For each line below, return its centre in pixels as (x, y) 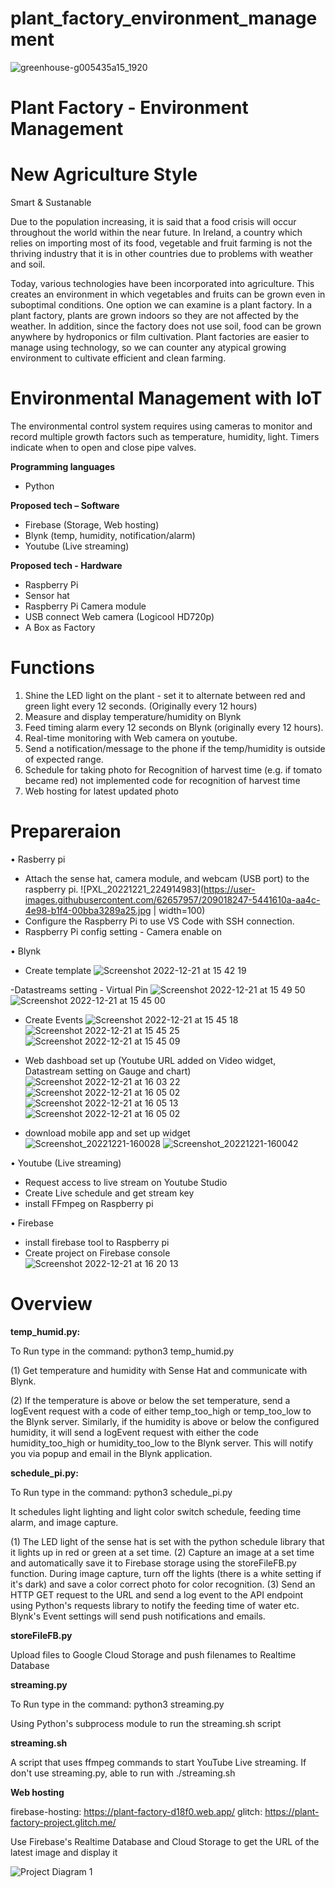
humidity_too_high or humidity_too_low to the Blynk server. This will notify (162, 1443)
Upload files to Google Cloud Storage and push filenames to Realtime (153, 1654)
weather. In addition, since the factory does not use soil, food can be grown (166, 326)
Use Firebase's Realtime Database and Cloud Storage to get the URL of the (165, 1841)
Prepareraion (66, 831)
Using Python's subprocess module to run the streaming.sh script (146, 1723)
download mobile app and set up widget (107, 1133)
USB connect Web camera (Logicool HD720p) (119, 616)
